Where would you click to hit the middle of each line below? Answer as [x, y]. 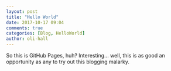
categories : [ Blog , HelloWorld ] [45, 33]
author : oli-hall [27, 39]
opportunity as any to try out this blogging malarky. [68, 62]
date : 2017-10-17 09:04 [35, 22]
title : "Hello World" [33, 17]
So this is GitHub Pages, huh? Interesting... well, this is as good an [85, 55]
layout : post [22, 11]
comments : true [25, 28]
